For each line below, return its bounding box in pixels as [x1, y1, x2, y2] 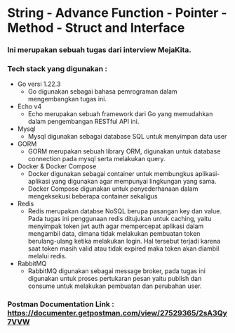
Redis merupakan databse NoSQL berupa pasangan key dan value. [27, 207, 222, 215]
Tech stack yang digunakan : [7, 64, 107, 74]
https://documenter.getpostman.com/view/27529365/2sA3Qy [7, 308, 228, 318]
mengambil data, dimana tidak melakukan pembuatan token [27, 230, 201, 238]
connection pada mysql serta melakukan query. [27, 155, 166, 163]
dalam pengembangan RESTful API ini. [27, 118, 140, 126]
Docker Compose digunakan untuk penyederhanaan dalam [27, 184, 199, 193]
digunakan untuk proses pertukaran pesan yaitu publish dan [27, 275, 202, 283]
